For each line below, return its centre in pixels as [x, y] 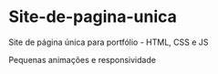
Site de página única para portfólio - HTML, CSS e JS [109, 42]
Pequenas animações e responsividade [83, 59]
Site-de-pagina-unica [93, 17]
